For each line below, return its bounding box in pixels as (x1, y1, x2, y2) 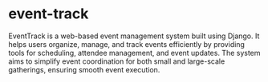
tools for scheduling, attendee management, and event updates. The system (8, 48, 261, 57)
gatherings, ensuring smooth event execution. (8, 64, 160, 74)
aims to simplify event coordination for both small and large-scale (8, 57, 225, 66)
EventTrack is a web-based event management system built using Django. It (8, 31, 260, 41)
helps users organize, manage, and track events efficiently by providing (8, 39, 245, 49)
